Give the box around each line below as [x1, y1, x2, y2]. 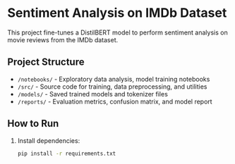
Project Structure [7, 56, 85, 68]
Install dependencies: [17, 136, 80, 145]
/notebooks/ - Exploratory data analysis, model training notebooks [17, 75, 210, 83]
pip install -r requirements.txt [17, 150, 116, 157]
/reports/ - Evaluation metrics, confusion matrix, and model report [17, 97, 213, 106]
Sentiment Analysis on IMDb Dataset [7, 5, 227, 21]
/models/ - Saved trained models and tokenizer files [17, 89, 168, 98]
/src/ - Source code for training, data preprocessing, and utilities [17, 82, 207, 91]
